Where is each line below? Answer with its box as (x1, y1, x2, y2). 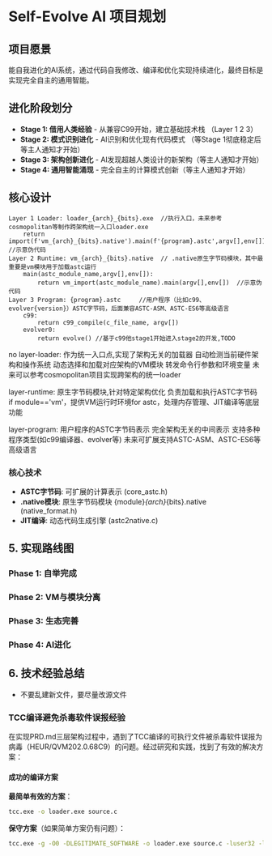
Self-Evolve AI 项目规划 (8, 7, 167, 26)
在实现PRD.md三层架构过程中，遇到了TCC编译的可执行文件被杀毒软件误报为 (8, 732, 263, 742)
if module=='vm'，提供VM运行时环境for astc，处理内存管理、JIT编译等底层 (8, 397, 260, 407)
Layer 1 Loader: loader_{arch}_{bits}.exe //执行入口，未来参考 (8, 214, 223, 223)
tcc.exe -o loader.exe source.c (8, 807, 117, 816)
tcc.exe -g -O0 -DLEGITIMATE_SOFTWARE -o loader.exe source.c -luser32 (8, 840, 255, 848)
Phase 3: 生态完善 (8, 615, 79, 627)
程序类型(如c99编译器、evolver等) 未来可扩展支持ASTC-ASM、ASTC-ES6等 (8, 434, 261, 444)
